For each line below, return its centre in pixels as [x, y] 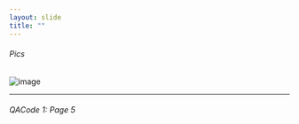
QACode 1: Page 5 [42, 110]
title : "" [28, 26]
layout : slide [36, 17]
